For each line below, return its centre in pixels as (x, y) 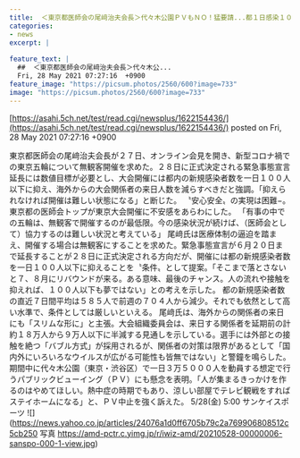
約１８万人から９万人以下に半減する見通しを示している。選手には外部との (146, 334)
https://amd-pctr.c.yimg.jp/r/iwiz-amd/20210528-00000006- (170, 433)
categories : (31, 26)
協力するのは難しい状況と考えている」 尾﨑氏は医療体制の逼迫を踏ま (151, 233)
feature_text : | (39, 59)
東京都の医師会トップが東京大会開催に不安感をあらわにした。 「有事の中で (147, 211)
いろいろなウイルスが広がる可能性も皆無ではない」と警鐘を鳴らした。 (162, 356)
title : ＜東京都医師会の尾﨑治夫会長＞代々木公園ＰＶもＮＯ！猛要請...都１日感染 (144, 17)
